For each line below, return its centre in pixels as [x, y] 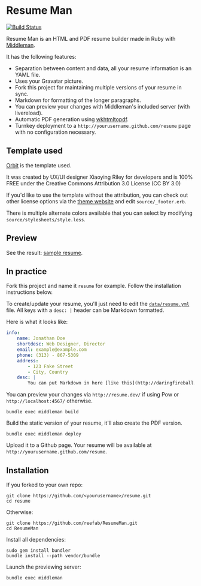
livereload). [29, 113]
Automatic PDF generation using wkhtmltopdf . [71, 119]
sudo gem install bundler [38, 550]
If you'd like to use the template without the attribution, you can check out [97, 195]
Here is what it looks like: [37, 322]
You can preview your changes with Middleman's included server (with [102, 106]
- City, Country [48, 372]
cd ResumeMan [22, 528]
